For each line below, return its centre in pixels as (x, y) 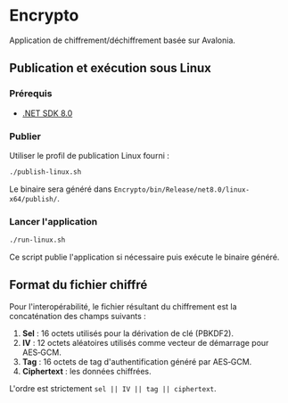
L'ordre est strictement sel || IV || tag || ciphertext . (113, 388)
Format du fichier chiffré (78, 285)
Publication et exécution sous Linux (110, 68)
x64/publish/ (33, 199)
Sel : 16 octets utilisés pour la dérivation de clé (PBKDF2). (128, 333)
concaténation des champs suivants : (78, 316)
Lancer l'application (53, 221)
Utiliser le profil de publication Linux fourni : (89, 155)
